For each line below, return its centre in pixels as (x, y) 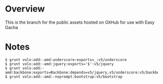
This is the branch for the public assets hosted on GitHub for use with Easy (80, 22)
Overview (25, 9)
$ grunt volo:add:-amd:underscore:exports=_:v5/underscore (66, 60)
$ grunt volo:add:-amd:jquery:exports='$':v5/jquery (59, 64)
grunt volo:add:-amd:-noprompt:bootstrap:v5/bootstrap (66, 77)
